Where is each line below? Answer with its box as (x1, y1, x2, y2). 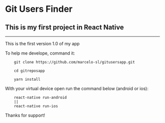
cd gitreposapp (14, 68, 45, 73)
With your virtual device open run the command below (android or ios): (5, 86, 149, 92)
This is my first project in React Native (5, 23, 124, 31)
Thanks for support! (5, 112, 46, 118)
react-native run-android (14, 95, 67, 100)
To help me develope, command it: (5, 50, 75, 56)
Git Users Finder (5, 3, 73, 15)
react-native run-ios (14, 104, 58, 109)
